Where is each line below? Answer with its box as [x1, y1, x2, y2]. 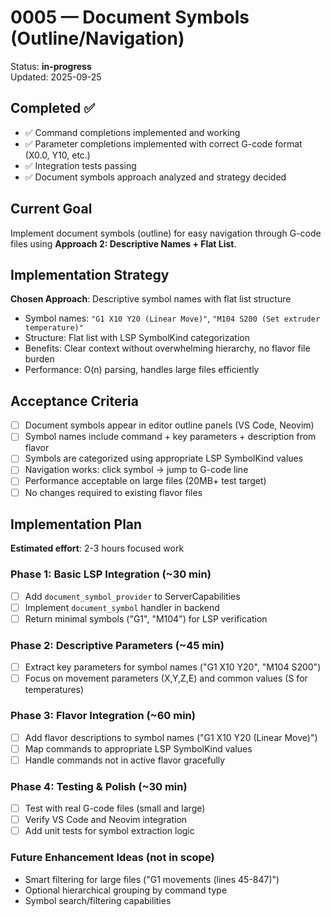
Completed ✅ [10, 100, 95, 117]
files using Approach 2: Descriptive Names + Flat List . [10, 237, 237, 250]
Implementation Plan [10, 516, 143, 533]
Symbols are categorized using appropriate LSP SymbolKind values [24, 452, 304, 465]
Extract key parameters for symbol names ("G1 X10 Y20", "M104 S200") [24, 661, 322, 673]
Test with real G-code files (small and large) [24, 802, 206, 815]
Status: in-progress [10, 60, 92, 72]
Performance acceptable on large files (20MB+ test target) [24, 475, 267, 487]
